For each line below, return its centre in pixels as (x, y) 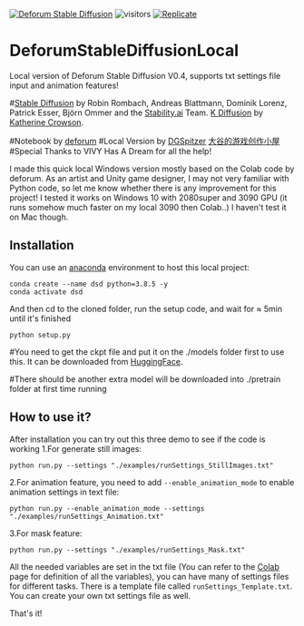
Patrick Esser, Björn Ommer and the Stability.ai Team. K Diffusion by (136, 112)
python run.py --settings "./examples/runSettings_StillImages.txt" (142, 465)
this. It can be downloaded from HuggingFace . (96, 361)
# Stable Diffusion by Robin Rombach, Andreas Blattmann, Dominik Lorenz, (148, 103)
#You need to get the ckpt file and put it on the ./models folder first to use (147, 352)
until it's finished (40, 318)
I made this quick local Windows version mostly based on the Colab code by (152, 169)
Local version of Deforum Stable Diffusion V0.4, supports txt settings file (145, 75)
